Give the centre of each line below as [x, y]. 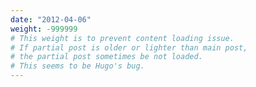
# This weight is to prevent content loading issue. [122, 38]
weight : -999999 [44, 29]
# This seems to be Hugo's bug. [77, 66]
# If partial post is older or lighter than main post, [129, 47]
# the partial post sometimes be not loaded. [106, 57]
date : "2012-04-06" [51, 19]
